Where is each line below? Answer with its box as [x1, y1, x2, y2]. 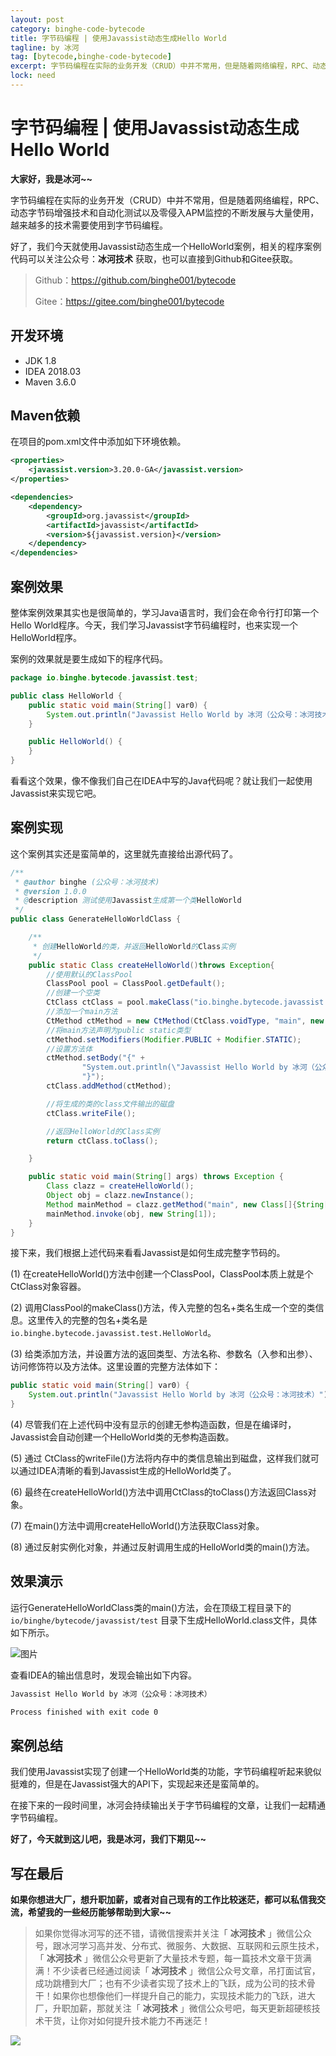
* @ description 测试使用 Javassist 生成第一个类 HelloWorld [14, 896, 242, 906]
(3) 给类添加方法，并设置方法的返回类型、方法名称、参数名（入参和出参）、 [10, 1348, 318, 1360]
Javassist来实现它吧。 [10, 787, 102, 799]
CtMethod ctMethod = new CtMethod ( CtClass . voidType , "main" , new [46, 1016, 325, 1026]
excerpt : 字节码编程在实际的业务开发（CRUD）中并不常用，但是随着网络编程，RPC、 [10, 61, 313, 71]
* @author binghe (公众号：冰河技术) [14, 877, 160, 887]
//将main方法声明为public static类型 [46, 1025, 192, 1035]
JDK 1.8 [24, 354, 57, 366]
